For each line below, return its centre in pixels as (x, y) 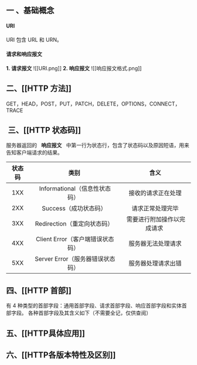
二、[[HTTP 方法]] (39, 89)
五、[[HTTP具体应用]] (45, 333)
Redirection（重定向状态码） (74, 224)
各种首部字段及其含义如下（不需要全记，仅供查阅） (89, 313)
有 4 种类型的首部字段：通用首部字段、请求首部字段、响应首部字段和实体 (94, 306)
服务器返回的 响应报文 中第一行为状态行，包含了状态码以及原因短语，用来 (98, 145)
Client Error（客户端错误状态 (75, 239)
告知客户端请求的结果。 (34, 153)
